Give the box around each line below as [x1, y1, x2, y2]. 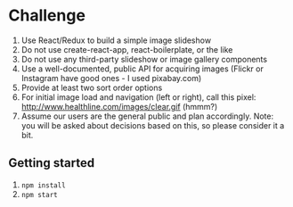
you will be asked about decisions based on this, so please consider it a [20, 120, 285, 130]
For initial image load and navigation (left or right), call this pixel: [20, 91, 256, 103]
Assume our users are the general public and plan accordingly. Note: [20, 111, 273, 121]
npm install [20, 180, 66, 190]
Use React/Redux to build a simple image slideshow [20, 35, 211, 46]
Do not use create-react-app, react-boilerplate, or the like [20, 44, 233, 54]
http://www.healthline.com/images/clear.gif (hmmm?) [20, 101, 218, 112]
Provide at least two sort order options [20, 82, 163, 93]
